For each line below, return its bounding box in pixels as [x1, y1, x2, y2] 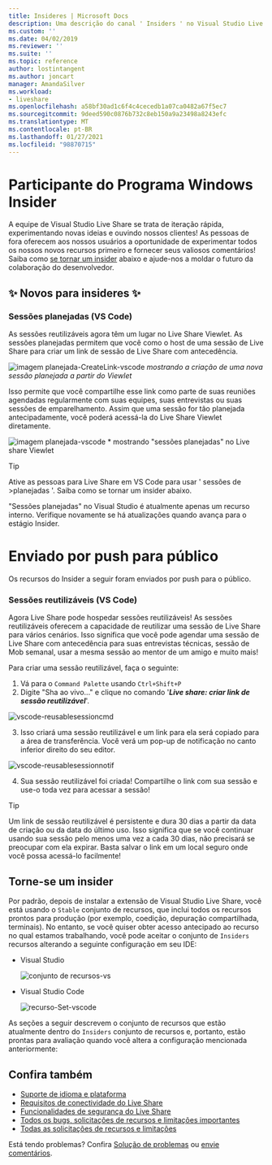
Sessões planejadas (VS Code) [8, 311, 132, 322]
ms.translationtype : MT [8, 118, 89, 126]
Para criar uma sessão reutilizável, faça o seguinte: [8, 663, 179, 673]
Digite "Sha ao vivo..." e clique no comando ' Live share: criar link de [19, 688, 250, 698]
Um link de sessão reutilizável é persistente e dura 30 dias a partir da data [8, 816, 257, 826]
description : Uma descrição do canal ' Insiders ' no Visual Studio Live [8, 20, 264, 28]
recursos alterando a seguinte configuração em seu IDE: [8, 940, 197, 950]
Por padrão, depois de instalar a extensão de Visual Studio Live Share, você [8, 896, 262, 906]
